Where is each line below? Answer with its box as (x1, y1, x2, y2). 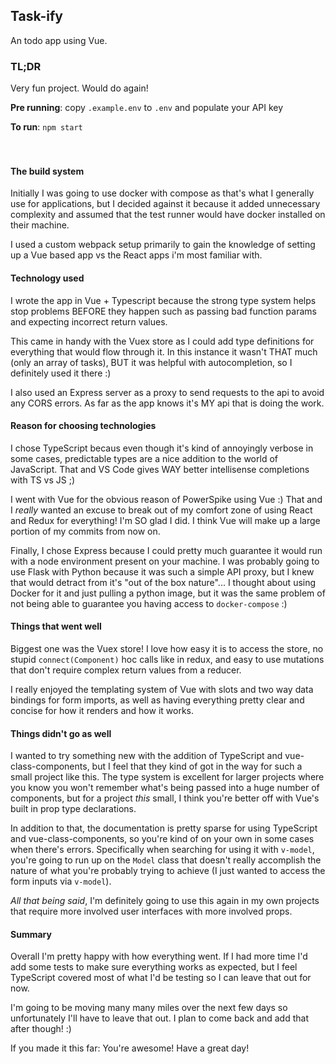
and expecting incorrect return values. (10, 315, 168, 328)
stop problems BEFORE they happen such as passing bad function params (10, 305, 317, 317)
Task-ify (10, 8, 63, 25)
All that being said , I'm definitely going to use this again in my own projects (10, 895, 320, 907)
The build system (10, 165, 85, 177)
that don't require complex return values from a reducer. (10, 664, 242, 676)
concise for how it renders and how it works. (10, 704, 195, 716)
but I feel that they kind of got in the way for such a (91, 760, 303, 773)
